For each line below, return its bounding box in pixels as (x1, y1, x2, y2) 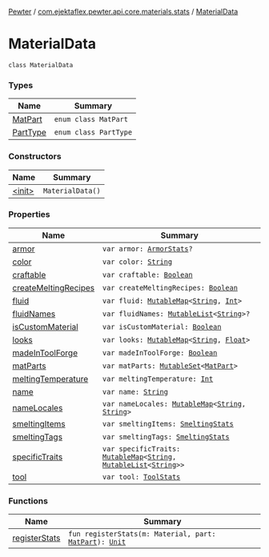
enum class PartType (54, 128, 133, 137)
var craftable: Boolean (102, 270, 194, 279)
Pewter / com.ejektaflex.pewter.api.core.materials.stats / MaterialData (8, 7, 239, 16)
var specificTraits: (102, 444, 181, 453)
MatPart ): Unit (67, 538, 126, 547)
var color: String (102, 257, 173, 266)
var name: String (102, 387, 168, 396)
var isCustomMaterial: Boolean (102, 322, 222, 331)
